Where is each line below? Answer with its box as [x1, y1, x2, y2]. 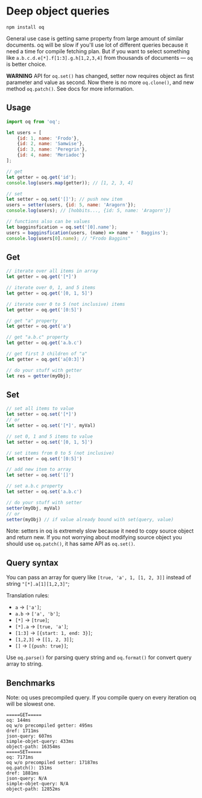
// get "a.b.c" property [6, 334, 69, 340]
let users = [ [6, 129, 42, 135]
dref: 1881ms [6, 770, 39, 776]
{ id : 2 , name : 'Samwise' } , [17, 141, 85, 147]
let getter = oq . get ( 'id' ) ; [6, 174, 77, 180]
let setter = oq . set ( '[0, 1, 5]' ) [6, 439, 93, 445]
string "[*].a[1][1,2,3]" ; [6, 580, 70, 588]
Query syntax [6, 557, 59, 568]
